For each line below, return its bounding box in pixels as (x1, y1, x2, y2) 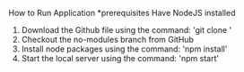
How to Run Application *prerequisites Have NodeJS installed (8, 8, 236, 18)
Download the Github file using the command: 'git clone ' (21, 25, 232, 35)
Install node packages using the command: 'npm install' (21, 44, 228, 54)
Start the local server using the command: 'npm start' (21, 53, 220, 63)
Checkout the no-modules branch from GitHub (21, 35, 195, 44)
